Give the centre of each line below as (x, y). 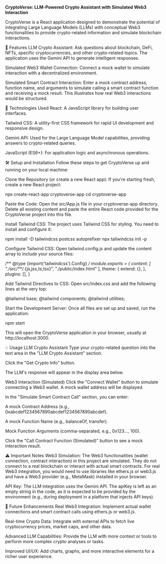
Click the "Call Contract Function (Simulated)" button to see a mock (74, 441)
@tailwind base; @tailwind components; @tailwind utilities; (65, 298)
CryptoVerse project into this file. (39, 214)
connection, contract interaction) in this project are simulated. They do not (81, 461)
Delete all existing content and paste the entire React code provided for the (82, 209)
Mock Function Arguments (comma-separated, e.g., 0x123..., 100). (73, 431)
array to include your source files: (40, 254)
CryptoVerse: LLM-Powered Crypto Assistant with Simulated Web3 (76, 7)
